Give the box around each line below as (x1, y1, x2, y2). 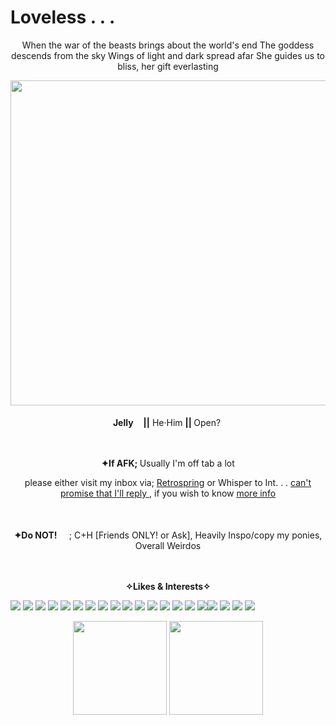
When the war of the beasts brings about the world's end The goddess (21, 39, 315, 51)
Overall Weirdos (134, 539, 202, 551)
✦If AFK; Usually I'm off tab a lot (101, 457, 235, 469)
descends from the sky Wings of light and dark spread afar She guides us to (10, 49, 326, 61)
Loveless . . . (10, 6, 116, 29)
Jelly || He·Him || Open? (112, 416, 222, 428)
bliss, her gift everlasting (117, 60, 219, 72)
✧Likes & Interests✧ (125, 580, 211, 592)
